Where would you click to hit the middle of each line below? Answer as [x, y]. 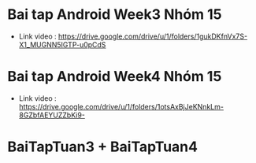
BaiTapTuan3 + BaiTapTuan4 [103, 147]
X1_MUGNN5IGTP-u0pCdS [62, 44]
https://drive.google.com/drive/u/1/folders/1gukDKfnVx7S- [153, 36]
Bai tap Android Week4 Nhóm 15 [115, 77]
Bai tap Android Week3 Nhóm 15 [115, 15]
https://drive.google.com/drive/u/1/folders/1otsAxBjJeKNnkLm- [121, 106]
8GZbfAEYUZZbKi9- [52, 115]
